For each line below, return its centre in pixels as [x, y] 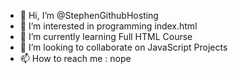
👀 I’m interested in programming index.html [108, 26]
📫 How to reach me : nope [75, 58]
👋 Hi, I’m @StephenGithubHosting [89, 15]
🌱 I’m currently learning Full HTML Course [106, 36]
